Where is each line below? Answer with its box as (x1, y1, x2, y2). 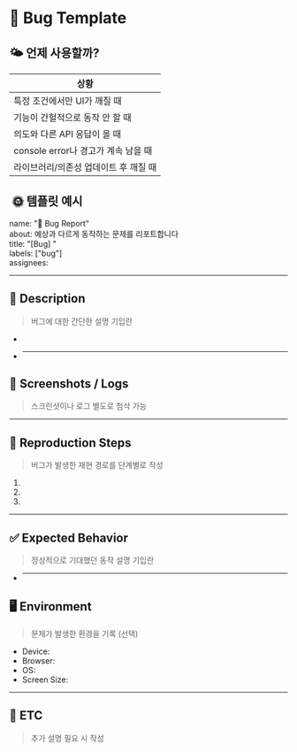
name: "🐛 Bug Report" (9, 218, 90, 228)
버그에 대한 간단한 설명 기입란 (30, 316, 133, 326)
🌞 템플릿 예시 (11, 194, 83, 209)
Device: (21, 646, 50, 656)
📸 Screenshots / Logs (9, 376, 129, 392)
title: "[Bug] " (9, 238, 57, 249)
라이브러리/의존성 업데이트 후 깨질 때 (13, 161, 157, 173)
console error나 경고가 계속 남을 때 (13, 145, 153, 157)
